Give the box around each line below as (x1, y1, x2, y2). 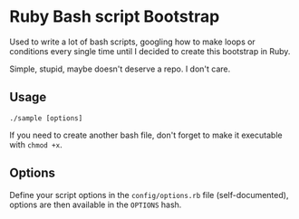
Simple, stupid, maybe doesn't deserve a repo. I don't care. (9, 63, 231, 74)
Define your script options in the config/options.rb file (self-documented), (9, 189, 289, 200)
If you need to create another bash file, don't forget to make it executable (9, 129, 283, 140)
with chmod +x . (9, 138, 63, 150)
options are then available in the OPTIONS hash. (9, 199, 182, 210)
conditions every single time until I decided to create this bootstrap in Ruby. (9, 45, 291, 56)
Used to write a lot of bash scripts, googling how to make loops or (9, 36, 256, 47)
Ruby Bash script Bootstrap (9, 6, 220, 27)
